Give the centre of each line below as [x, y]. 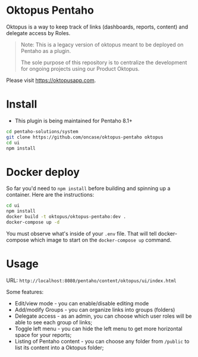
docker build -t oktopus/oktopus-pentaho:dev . [66, 217]
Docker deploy [43, 172]
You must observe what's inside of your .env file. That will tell [81, 233]
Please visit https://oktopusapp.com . [51, 80]
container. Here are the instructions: [50, 195]
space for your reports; [43, 335]
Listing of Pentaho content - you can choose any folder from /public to [102, 341]
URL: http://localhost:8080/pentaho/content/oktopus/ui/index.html [91, 280]
